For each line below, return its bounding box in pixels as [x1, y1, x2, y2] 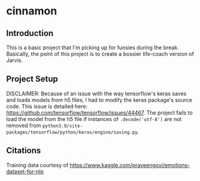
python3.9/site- [42, 123, 83, 129]
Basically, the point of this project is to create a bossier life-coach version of [6, 50, 195, 58]
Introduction [6, 28, 54, 38]
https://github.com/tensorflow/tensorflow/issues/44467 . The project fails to [6, 109, 193, 116]
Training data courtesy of [6, 161, 69, 168]
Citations [6, 146, 41, 156]
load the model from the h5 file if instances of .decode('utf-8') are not [6, 115, 182, 122]
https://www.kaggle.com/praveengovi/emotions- [69, 161, 190, 168]
